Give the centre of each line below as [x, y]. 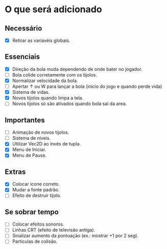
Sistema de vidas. [31, 92]
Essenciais [22, 57]
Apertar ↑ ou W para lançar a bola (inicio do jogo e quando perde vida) [87, 86]
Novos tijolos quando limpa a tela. [48, 98]
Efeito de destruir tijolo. [37, 195]
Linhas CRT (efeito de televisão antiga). [54, 230]
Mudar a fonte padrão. [36, 190]
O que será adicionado [54, 9]
